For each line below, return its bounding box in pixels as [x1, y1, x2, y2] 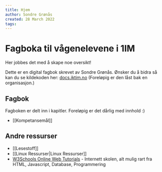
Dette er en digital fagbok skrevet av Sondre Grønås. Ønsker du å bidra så [5, 69, 157, 75]
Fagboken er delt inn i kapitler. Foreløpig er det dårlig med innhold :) [5, 108, 145, 113]
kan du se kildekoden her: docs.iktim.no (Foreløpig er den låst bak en [5, 75, 147, 81]
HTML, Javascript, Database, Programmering [12, 161, 106, 167]
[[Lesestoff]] [12, 145, 38, 151]
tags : [5, 21, 16, 27]
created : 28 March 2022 [5, 17, 55, 22]
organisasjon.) [5, 80, 35, 86]
